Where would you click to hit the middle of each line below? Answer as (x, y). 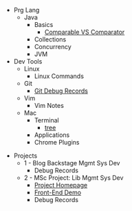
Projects (25, 156)
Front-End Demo (57, 192)
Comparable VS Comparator (85, 32)
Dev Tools (28, 61)
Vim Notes (49, 105)
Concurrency (53, 47)
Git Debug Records (61, 91)
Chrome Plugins (57, 142)
